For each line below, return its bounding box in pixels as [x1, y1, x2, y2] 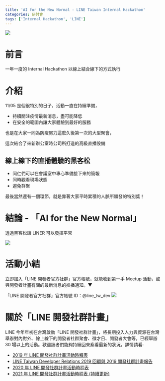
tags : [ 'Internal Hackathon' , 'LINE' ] [5, 16, 85, 21]
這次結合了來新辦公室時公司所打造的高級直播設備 [5, 140, 105, 146]
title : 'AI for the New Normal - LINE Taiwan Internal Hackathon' [5, 7, 146, 12]
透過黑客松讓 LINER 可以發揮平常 [5, 230, 73, 236]
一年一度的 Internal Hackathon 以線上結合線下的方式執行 [5, 66, 121, 72]
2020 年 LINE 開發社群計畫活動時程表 [12, 364, 89, 370]
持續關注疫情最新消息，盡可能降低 [12, 113, 82, 119]
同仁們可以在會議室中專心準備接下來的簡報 [12, 171, 100, 177]
